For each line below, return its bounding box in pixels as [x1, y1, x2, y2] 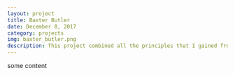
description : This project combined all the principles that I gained [7, 42, 218, 49]
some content [7, 62, 48, 69]
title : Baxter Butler [7, 17, 71, 24]
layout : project [7, 10, 55, 17]
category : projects [7, 29, 64, 37]
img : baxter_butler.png [7, 36, 77, 43]
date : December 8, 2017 [7, 23, 77, 30]
